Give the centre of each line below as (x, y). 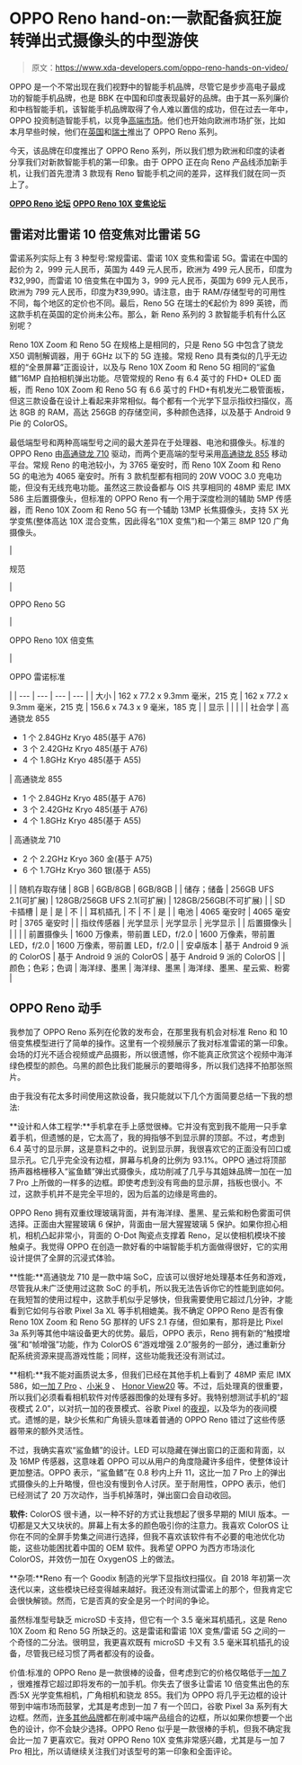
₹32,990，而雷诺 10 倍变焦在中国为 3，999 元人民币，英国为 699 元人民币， (151, 281)
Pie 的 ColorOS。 (41, 423)
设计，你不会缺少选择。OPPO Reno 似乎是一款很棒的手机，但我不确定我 (158, 1728)
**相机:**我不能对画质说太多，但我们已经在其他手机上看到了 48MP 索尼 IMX (151, 1374)
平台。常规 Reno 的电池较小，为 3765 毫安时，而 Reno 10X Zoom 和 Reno (145, 465)
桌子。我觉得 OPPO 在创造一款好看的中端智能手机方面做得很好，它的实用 (152, 1246)
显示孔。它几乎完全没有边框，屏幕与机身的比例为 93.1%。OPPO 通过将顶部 (148, 1160)
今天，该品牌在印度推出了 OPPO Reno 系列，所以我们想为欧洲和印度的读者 (147, 150)
